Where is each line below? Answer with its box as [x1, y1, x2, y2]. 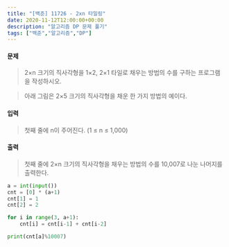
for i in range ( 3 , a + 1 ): [7, 214, 79, 221]
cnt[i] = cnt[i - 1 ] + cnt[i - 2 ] [19, 221, 108, 228]
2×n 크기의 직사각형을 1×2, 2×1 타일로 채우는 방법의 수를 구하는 [24, 69, 196, 77]
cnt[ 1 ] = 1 [7, 195, 39, 202]
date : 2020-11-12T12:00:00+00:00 [7, 17, 104, 24]
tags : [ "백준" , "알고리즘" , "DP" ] [7, 29, 92, 37]
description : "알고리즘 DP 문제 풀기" [7, 23, 108, 30]
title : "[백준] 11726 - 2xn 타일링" [7, 10, 106, 17]
